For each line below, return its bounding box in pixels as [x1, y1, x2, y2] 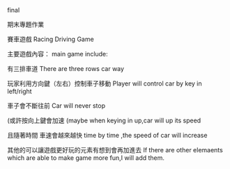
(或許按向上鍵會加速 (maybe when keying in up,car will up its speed [7, 116, 201, 124]
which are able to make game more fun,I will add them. [7, 154, 165, 162]
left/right [7, 87, 33, 95]
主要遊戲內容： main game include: [7, 50, 108, 58]
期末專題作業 [7, 20, 44, 29]
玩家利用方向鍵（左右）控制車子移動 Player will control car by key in [7, 79, 202, 88]
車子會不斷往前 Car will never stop [7, 102, 106, 110]
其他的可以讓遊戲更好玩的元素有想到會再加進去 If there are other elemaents [7, 146, 223, 154]
